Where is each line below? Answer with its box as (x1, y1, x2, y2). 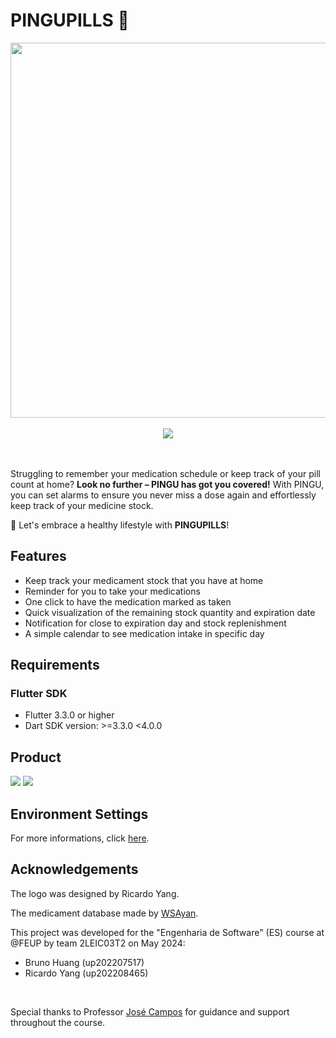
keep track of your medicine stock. (10, 499, 154, 511)
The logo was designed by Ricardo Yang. (10, 887, 180, 899)
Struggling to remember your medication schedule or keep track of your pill (10, 467, 321, 479)
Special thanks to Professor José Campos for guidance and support (10, 1005, 290, 1018)
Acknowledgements (10, 861, 139, 878)
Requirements (10, 657, 100, 674)
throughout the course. (10, 1016, 106, 1028)
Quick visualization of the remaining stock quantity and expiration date (24, 606, 316, 618)
